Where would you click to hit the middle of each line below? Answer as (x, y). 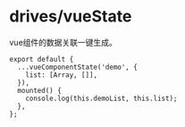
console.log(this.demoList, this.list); (101, 98)
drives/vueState (71, 17)
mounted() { (40, 90)
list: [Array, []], (62, 75)
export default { (42, 59)
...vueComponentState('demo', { (78, 67)
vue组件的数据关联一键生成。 (63, 42)
